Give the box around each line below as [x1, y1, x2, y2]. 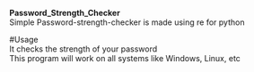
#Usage [9, 35, 39, 44]
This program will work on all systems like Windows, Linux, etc [9, 53, 241, 63]
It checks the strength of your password [9, 44, 158, 54]
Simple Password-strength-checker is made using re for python [9, 17, 245, 28]
